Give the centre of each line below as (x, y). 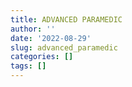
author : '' (33, 29)
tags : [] (28, 66)
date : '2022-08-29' (51, 38)
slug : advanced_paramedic (64, 47)
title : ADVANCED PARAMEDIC (66, 19)
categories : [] (42, 57)
